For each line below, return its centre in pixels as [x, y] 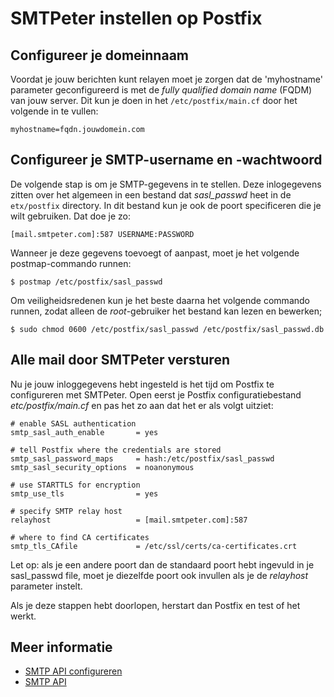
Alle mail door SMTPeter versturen [120, 360]
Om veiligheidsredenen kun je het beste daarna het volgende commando [160, 300]
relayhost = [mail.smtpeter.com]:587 [129, 520]
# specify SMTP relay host [66, 511]
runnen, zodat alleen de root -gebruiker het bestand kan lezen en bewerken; [166, 311]
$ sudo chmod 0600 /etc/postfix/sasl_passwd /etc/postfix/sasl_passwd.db [167, 329]
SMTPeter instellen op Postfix [136, 18]
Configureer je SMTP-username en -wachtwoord [166, 160]
